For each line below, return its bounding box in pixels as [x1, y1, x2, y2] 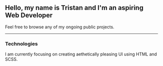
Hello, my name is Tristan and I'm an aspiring [5, 4, 144, 12]
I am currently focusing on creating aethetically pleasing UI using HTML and [5, 51, 157, 57]
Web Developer [5, 11, 53, 20]
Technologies [5, 40, 38, 47]
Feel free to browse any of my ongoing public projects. [5, 24, 114, 30]
